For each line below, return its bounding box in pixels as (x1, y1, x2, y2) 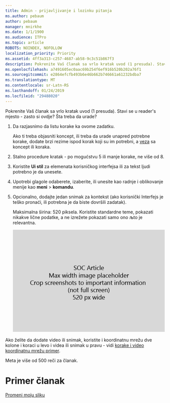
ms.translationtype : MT (5, 77, 56, 83)
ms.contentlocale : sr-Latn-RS (5, 83, 69, 88)
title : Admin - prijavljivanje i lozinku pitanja (5, 8, 112, 13)
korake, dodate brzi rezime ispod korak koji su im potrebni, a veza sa (12, 138, 156, 144)
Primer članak (5, 375, 65, 387)
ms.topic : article (5, 40, 44, 46)
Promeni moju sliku (5, 392, 45, 398)
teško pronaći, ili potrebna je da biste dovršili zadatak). (12, 199, 126, 205)
